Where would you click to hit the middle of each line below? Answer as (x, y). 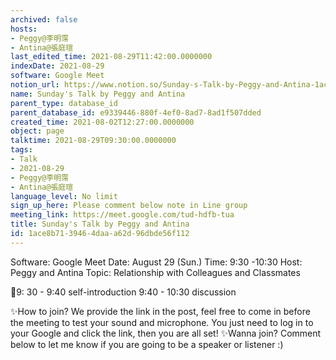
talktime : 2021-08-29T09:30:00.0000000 (93, 141)
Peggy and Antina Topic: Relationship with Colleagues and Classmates (155, 272)
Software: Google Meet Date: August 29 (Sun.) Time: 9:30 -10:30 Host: (156, 262)
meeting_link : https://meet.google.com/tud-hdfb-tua (122, 215)
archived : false (44, 19)
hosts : (24, 29)
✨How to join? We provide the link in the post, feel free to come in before (160, 311)
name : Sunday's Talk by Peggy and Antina (98, 94)
